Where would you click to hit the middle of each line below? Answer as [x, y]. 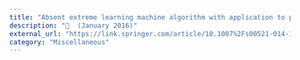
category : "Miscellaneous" [59, 42]
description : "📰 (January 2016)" [74, 26]
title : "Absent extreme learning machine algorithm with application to [147, 17]
